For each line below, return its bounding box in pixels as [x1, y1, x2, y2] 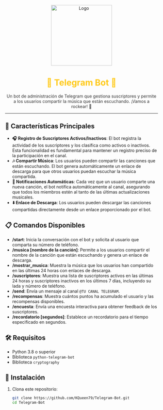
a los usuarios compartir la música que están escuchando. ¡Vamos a [13, 98, 150, 104]
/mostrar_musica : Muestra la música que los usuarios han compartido [12, 262, 154, 268]
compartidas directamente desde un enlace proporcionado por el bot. [12, 206, 152, 213]
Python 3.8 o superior [12, 349, 56, 355]
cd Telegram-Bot [12, 400, 45, 405]
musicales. [12, 194, 34, 200]
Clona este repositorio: [12, 386, 58, 392]
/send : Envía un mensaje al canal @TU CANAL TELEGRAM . [12, 288, 120, 294]
